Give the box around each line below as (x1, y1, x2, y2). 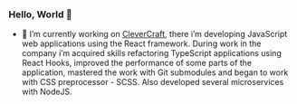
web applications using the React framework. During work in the (21, 38, 262, 49)
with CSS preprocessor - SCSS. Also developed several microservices (21, 77, 284, 88)
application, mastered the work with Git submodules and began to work (21, 67, 289, 78)
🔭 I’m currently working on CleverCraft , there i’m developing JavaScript (21, 29, 288, 40)
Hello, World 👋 (8, 8, 73, 21)
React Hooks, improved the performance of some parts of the (21, 58, 253, 69)
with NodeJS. (21, 86, 73, 98)
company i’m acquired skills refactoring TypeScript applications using (21, 48, 282, 59)
